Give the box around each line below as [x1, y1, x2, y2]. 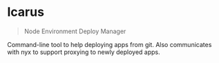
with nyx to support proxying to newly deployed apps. [7, 48, 160, 56]
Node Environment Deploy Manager [23, 27, 126, 35]
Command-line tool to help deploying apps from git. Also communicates [7, 40, 212, 48]
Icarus [7, 4, 45, 20]
